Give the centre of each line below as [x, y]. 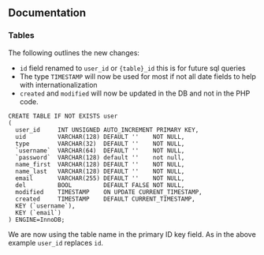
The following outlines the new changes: [74, 52]
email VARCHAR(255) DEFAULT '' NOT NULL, [100, 178]
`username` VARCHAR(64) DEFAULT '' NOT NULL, [100, 150]
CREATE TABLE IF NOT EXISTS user [63, 116]
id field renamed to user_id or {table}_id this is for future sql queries [132, 68]
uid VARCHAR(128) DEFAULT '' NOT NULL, [100, 137]
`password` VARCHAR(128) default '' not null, [100, 157]
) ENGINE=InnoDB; [37, 219]
